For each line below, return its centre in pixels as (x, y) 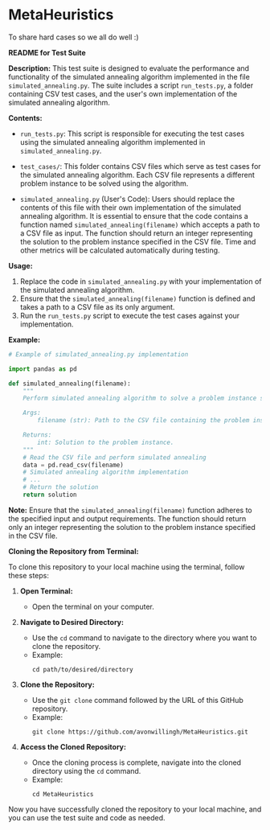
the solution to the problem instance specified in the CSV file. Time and (138, 241)
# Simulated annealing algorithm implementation (106, 472)
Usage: (21, 265)
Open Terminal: (47, 591)
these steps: (29, 575)
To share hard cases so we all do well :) (74, 37)
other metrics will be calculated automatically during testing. (120, 250)
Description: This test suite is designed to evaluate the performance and (129, 68)
